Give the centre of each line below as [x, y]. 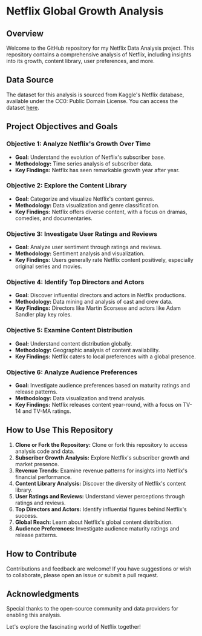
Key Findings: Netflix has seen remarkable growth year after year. [97, 170]
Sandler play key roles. [44, 315]
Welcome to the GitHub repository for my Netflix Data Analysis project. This [100, 48]
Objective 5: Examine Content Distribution [70, 330]
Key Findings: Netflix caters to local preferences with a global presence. [106, 356]
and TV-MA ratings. [47, 411]
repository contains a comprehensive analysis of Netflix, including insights [99, 55]
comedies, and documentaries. [54, 218]
